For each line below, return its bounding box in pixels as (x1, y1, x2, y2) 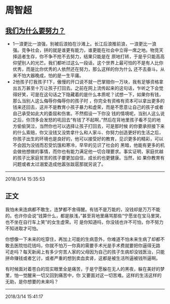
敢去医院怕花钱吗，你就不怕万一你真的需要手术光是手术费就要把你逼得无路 (5, 242, 160, 248)
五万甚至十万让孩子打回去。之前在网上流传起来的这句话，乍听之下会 (17, 85, 159, 91)
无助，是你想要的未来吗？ (5, 278, 59, 284)
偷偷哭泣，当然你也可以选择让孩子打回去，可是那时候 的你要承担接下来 (17, 123, 165, 129)
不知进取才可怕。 (5, 225, 41, 231)
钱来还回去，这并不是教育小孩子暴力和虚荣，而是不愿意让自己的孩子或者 (12, 104, 163, 110)
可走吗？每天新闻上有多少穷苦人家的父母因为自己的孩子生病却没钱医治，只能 (5, 249, 165, 255)
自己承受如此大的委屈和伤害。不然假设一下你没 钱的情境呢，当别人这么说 (12, 110, 165, 117)
